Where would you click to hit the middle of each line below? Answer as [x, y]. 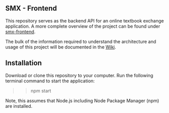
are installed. [19, 106]
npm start [41, 91]
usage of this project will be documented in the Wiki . [61, 47]
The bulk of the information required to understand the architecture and [81, 41]
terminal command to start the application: [50, 81]
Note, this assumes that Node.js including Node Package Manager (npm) [82, 100]
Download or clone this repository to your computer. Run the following [79, 75]
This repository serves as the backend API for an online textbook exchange [84, 20]
